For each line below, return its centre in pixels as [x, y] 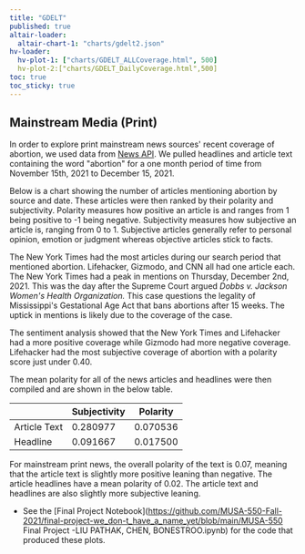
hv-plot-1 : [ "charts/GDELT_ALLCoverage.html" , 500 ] [118, 60]
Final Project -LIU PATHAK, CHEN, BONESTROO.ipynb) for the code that [158, 530]
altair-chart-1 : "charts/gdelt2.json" [91, 43]
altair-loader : [38, 35]
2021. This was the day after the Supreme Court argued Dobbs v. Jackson [148, 286]
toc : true [28, 77]
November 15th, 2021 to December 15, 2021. [92, 173]
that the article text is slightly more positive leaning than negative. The [141, 474]
